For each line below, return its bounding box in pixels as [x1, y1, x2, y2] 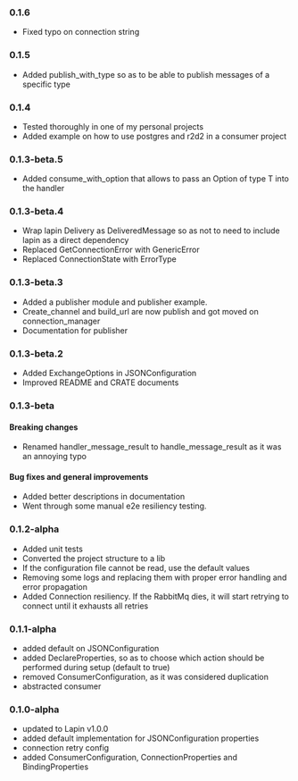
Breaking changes [9, 422, 79, 432]
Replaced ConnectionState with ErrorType [21, 254, 177, 265]
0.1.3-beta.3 [9, 276, 64, 289]
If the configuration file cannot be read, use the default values [21, 562, 250, 573]
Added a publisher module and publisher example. [21, 297, 208, 307]
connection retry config [21, 743, 110, 753]
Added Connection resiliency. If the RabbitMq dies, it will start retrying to [21, 591, 290, 601]
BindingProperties [21, 761, 89, 772]
